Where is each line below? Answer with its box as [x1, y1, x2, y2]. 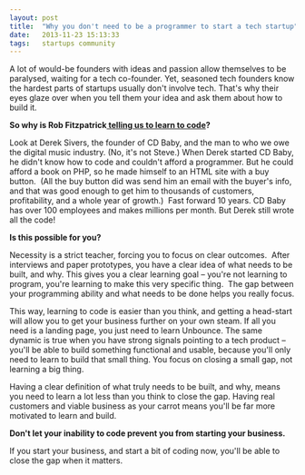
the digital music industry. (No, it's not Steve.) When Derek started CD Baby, [9, 147, 294, 158]
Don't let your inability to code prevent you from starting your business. [9, 428, 286, 439]
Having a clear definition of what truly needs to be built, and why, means [9, 381, 281, 392]
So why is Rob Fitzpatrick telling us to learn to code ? [9, 120, 211, 131]
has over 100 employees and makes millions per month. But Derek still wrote [9, 205, 295, 216]
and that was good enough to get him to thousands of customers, [9, 185, 255, 196]
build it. [9, 102, 38, 114]
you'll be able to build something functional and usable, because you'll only [9, 344, 291, 355]
